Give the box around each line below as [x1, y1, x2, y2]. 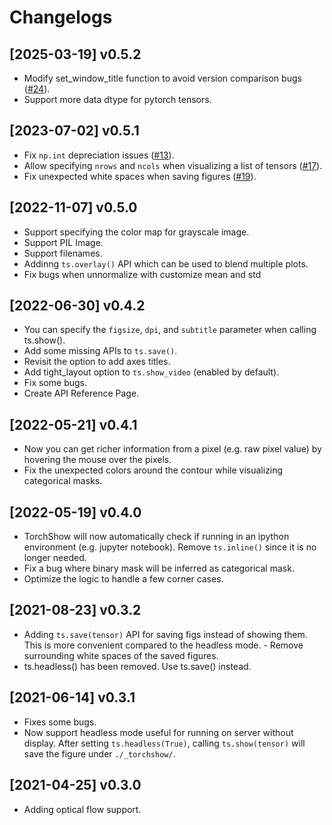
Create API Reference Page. [23, 387, 140, 400]
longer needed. [23, 552, 87, 564]
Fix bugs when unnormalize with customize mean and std [23, 268, 262, 280]
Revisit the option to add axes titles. [23, 356, 171, 368]
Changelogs [9, 6, 113, 29]
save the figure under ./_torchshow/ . [23, 747, 176, 760]
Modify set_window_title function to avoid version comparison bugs [23, 72, 302, 84]
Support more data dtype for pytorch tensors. [23, 94, 212, 105]
